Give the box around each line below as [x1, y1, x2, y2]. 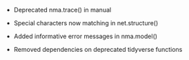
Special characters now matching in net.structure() [13, 19, 159, 27]
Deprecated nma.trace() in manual [13, 6, 112, 14]
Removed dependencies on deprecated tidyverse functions [13, 46, 183, 53]
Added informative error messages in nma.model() [13, 32, 157, 40]
